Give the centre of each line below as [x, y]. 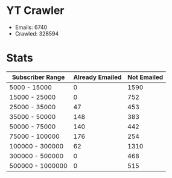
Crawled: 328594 [37, 33]
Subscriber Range [38, 77]
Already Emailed [97, 77]
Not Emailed [145, 77]
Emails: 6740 [31, 27]
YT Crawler [35, 11]
